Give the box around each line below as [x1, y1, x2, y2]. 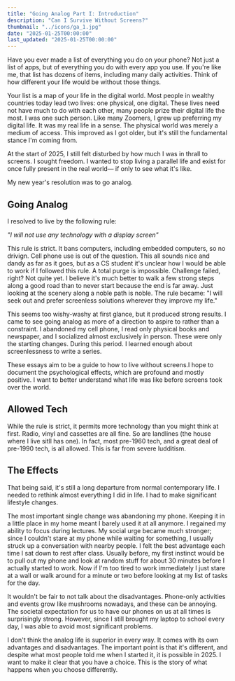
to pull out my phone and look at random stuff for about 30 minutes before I [7, 556, 225, 565]
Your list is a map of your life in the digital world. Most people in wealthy [7, 92, 215, 100]
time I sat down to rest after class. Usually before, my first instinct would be [7, 549, 225, 557]
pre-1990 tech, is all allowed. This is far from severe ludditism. [7, 444, 187, 453]
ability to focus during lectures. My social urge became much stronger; [7, 526, 212, 535]
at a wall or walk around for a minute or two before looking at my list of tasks [7, 571, 228, 579]
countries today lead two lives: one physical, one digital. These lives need [7, 99, 220, 107]
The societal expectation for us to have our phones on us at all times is [7, 607, 211, 615]
